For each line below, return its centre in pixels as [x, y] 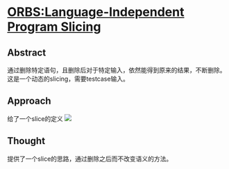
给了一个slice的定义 [35, 118]
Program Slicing [54, 27]
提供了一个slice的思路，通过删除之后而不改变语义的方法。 [90, 159]
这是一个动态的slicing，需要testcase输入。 [68, 79]
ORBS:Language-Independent [96, 12]
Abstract [27, 53]
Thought [26, 141]
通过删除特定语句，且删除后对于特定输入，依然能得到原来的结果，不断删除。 [117, 70]
